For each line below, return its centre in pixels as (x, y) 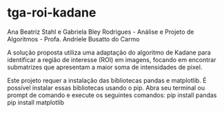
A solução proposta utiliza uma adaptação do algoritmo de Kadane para (109, 52)
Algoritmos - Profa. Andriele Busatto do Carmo (73, 39)
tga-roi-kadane (52, 13)
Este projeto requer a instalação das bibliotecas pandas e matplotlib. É (107, 80)
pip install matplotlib (35, 102)
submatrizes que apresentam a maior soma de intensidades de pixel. (105, 67)
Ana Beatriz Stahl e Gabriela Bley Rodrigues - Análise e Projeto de (101, 32)
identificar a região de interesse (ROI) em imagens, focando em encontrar (112, 59)
